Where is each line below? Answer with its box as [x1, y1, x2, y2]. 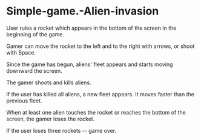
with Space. [6, 48, 36, 56]
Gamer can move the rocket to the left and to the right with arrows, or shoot [6, 42, 195, 50]
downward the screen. [6, 67, 62, 74]
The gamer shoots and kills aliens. [6, 79, 92, 86]
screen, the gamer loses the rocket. [6, 115, 95, 122]
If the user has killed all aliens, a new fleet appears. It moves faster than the [6, 90, 195, 98]
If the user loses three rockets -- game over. [6, 127, 117, 134]
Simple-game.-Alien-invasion [6, 4, 159, 18]
